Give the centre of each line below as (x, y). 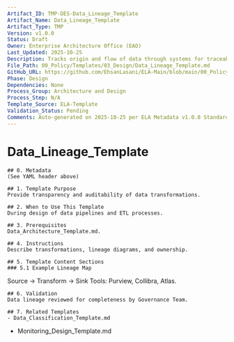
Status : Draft (28, 40)
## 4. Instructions (36, 243)
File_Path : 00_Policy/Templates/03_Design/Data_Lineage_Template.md (109, 65)
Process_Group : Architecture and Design (67, 91)
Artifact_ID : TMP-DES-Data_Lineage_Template (73, 14)
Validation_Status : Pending (48, 111)
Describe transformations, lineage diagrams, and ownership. (98, 249)
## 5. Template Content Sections (56, 262)
